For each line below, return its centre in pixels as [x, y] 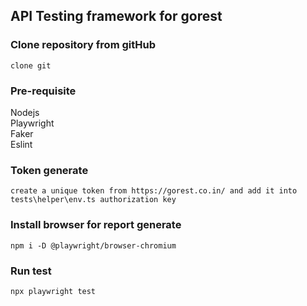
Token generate [49, 170]
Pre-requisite [43, 91]
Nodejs [25, 112]
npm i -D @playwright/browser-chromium [93, 245]
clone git [31, 65]
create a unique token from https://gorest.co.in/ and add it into [154, 191]
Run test [31, 271]
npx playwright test [53, 291]
